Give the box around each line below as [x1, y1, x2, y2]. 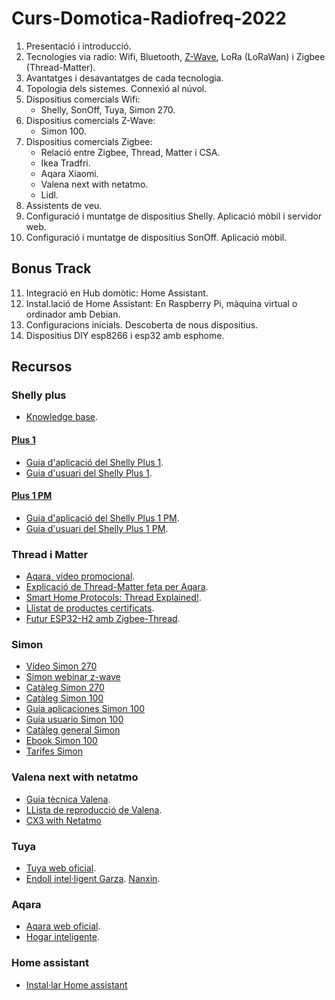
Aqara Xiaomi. [40, 167, 99, 179]
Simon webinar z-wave [25, 671, 121, 683]
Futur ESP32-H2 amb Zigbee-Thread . [25, 613, 181, 625]
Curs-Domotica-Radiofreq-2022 [11, 7, 287, 30]
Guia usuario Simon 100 [25, 713, 124, 726]
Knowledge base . [25, 411, 99, 423]
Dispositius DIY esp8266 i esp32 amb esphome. [25, 329, 225, 341]
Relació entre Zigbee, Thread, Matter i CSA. [40, 146, 221, 158]
